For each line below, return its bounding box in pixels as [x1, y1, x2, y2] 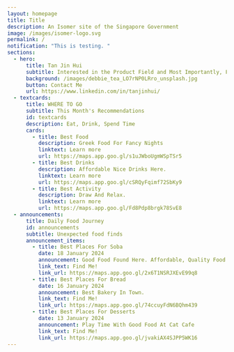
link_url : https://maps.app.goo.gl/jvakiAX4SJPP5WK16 [38, 334, 198, 342]
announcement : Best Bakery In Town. [38, 289, 145, 296]
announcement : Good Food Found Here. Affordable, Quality [38, 257, 210, 263]
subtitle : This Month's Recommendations [25, 107, 145, 114]
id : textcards [25, 114, 68, 121]
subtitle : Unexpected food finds [25, 231, 123, 238]
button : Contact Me [25, 82, 82, 89]
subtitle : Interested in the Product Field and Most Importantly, [25, 68, 223, 75]
